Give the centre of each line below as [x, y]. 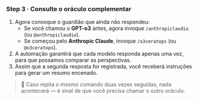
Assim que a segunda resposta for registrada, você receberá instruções [103, 66]
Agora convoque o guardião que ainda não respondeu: [82, 22]
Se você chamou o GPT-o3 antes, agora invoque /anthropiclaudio [106, 28]
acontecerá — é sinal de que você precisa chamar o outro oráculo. [103, 91]
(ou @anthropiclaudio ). [52, 35]
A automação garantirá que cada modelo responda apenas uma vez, [99, 54]
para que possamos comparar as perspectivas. [73, 60]
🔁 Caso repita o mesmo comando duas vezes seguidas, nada [96, 84]
